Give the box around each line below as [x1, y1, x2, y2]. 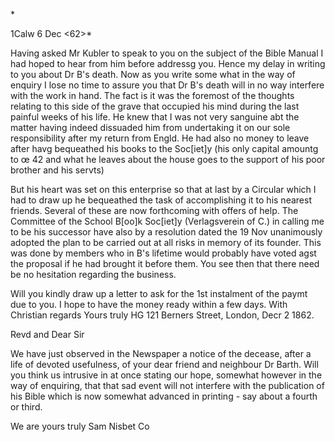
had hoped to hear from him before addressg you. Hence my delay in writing [10, 58, 326, 69]
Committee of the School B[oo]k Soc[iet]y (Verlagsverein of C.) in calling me [10, 215, 325, 227]
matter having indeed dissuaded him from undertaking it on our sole [10, 122, 291, 133]
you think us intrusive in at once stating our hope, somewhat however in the [10, 369, 323, 381]
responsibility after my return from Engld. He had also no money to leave [10, 132, 310, 144]
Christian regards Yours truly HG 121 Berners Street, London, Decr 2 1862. [10, 309, 315, 321]
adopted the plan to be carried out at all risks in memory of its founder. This [10, 237, 322, 248]
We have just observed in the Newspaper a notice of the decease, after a [10, 348, 312, 359]
